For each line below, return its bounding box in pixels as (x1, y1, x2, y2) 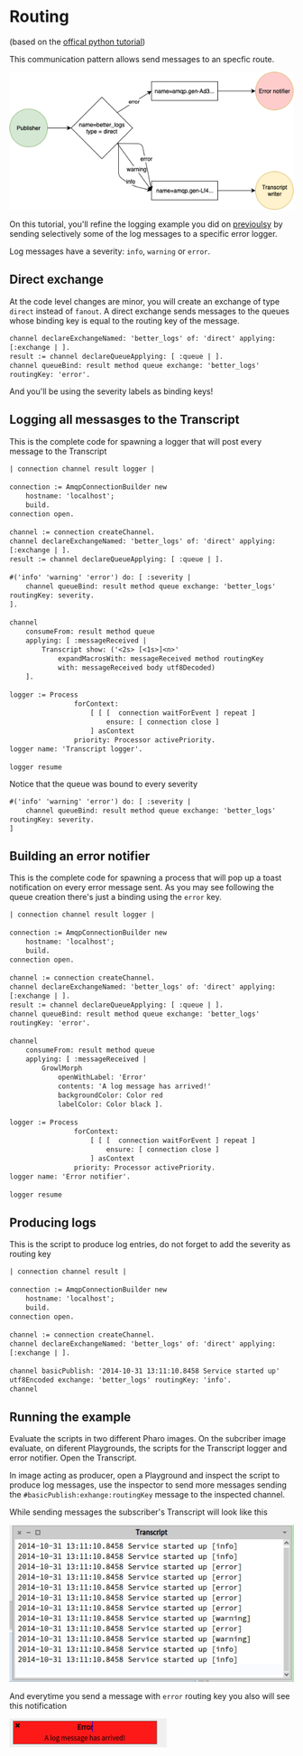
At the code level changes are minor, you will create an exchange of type (9, 296, 280, 306)
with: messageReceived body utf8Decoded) (57, 662, 216, 672)
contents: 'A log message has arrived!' (57, 1082, 212, 1091)
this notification (9, 1700, 68, 1711)
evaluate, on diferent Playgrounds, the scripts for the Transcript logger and (9, 1443, 288, 1454)
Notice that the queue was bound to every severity (9, 778, 198, 789)
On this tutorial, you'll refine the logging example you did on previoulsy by (9, 219, 283, 230)
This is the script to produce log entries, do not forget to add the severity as (9, 1239, 291, 1250)
